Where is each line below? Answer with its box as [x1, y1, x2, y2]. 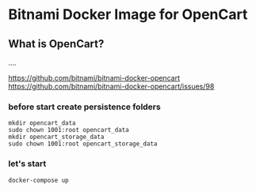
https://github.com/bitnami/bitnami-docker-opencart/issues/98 [8, 81, 215, 91]
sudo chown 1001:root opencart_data [8, 126, 129, 134]
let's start [8, 158, 47, 169]
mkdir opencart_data [8, 119, 77, 127]
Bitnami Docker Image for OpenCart [8, 6, 248, 24]
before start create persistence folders [8, 101, 161, 112]
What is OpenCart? [8, 37, 105, 51]
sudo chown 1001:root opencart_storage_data [8, 140, 158, 148]
